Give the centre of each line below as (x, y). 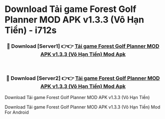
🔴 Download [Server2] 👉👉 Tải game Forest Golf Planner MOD (83, 78)
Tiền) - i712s (31, 30)
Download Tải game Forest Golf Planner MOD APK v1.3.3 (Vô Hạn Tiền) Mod (82, 107)
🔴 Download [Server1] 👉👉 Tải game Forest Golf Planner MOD (83, 46)
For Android (17, 112)
